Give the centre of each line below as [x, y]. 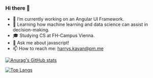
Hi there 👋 [18, 8]
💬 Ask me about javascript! [41, 43]
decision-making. [31, 30]
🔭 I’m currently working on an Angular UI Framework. [68, 19]
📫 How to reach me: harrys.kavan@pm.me [58, 49]
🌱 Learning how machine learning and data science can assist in [80, 24]
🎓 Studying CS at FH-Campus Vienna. [54, 35]
